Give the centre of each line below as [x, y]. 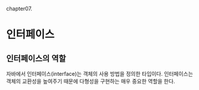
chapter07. [19, 9]
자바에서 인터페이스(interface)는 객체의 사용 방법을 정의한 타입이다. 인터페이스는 [99, 74]
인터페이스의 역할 [36, 58]
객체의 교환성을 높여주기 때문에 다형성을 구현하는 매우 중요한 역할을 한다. [91, 81]
